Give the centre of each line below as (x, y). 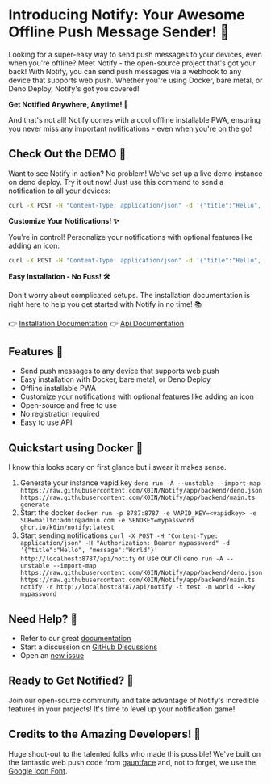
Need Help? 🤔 (43, 619)
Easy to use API (46, 422)
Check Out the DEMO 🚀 (67, 154)
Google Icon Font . (38, 771)
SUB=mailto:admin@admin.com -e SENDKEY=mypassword (107, 521)
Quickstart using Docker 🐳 (76, 448)
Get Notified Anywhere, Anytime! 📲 (69, 104)
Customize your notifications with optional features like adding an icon (137, 396)
